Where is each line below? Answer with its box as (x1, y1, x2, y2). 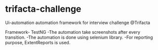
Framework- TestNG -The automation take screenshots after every (5, 29, 141, 35)
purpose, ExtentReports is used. (5, 39, 71, 45)
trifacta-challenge (5, 3, 81, 15)
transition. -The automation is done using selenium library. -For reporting (5, 34, 153, 40)
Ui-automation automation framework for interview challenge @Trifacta (5, 20, 151, 25)
